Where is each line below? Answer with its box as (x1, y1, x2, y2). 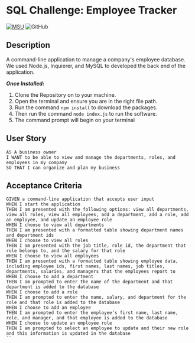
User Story (6, 133, 47, 143)
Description (6, 40, 50, 50)
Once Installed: (6, 80, 44, 87)
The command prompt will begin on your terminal (14, 116, 135, 123)
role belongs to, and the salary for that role (6, 248, 126, 254)
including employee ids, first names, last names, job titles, (6, 263, 165, 269)
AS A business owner (6, 149, 57, 155)
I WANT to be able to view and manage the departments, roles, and (6, 154, 176, 160)
